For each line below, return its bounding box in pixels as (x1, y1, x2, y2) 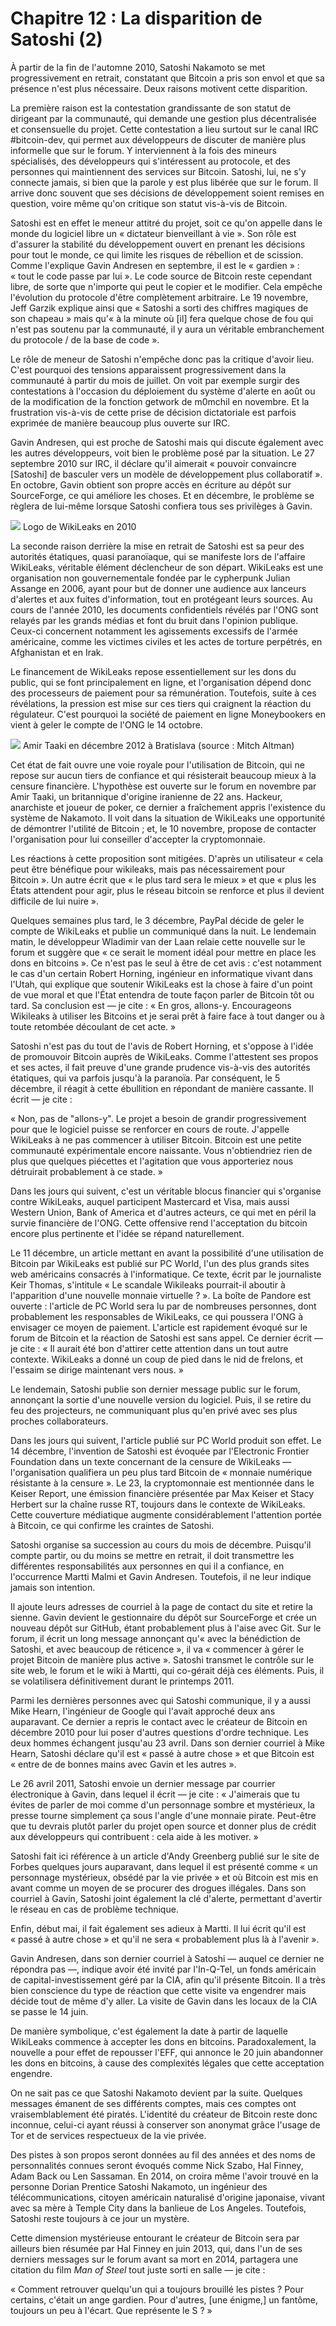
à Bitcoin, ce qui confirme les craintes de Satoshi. (10, 1519, 215, 1531)
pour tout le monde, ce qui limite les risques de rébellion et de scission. (10, 248, 304, 261)
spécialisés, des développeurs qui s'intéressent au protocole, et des (10, 155, 291, 167)
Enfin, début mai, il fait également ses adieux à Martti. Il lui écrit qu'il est (10, 1922, 307, 1934)
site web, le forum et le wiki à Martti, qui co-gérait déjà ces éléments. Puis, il (10, 1664, 325, 1676)
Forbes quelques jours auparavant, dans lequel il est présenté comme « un (10, 1860, 318, 1872)
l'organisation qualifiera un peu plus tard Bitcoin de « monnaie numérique (10, 1466, 313, 1478)
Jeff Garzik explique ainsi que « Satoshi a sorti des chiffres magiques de (10, 302, 309, 314)
